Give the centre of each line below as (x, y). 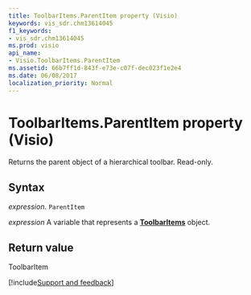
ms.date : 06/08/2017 (43, 76)
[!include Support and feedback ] (61, 283)
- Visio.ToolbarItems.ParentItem (64, 61)
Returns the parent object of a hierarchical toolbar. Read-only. (111, 162)
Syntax (27, 187)
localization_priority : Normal (61, 83)
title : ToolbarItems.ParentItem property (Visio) (93, 16)
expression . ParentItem (47, 207)
